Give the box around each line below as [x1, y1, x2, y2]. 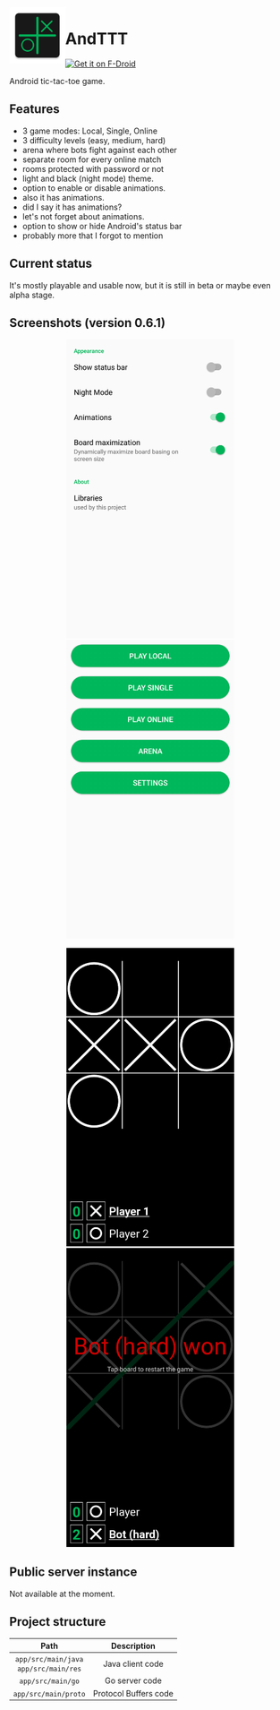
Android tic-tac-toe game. [9, 75, 106, 86]
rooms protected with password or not [21, 163, 164, 174]
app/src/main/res [17, 1664, 82, 1674]
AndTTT [65, 29, 129, 49]
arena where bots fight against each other [21, 144, 177, 155]
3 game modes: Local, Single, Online [21, 125, 158, 136]
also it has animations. [21, 192, 105, 202]
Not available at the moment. [9, 1588, 115, 1599]
